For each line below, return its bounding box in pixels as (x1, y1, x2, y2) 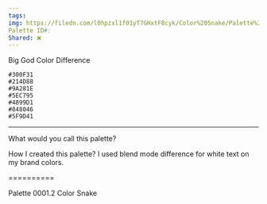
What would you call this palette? (8, 134, 117, 144)
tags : (8, 11, 26, 20)
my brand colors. (8, 158, 64, 167)
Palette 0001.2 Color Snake (8, 188, 98, 198)
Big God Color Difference (8, 56, 91, 65)
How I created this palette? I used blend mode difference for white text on (8, 149, 250, 159)
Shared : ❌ (8, 33, 42, 42)
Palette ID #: (8, 26, 52, 34)
